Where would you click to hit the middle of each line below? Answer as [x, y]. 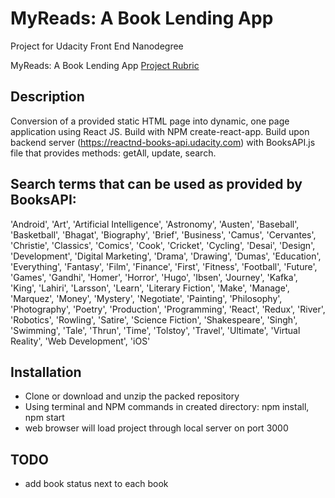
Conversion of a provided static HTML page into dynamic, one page [150, 121]
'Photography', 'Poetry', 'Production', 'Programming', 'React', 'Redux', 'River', [168, 309]
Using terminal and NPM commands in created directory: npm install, [167, 407]
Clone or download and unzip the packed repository [132, 396]
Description [47, 97]
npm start [44, 418]
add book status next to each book [96, 484]
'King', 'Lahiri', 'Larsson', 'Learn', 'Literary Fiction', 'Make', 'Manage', [150, 288]
